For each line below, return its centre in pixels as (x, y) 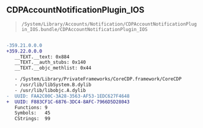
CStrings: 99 (32, 119)
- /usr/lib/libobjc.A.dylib (50, 90)
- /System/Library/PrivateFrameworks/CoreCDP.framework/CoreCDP (98, 79)
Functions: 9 (31, 107)
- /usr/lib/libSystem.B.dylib (53, 85)
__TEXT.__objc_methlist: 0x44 (53, 68)
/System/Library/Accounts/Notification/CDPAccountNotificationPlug (109, 24)
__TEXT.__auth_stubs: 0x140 (50, 62)
